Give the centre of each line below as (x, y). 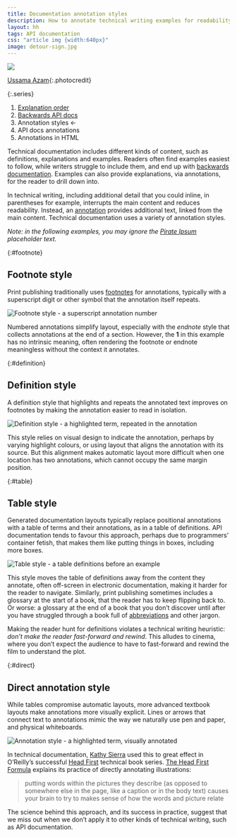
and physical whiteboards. (45, 727)
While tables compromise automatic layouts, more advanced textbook (109, 705)
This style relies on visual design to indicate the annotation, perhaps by (111, 437)
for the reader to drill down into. (54, 181)
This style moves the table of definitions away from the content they (107, 578)
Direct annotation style (59, 687)
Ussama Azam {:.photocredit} (49, 80)
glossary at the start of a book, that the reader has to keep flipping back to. (116, 600)
